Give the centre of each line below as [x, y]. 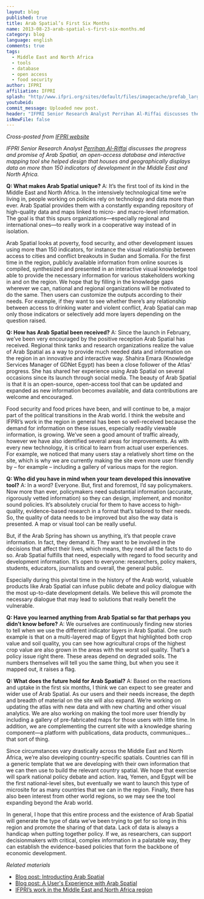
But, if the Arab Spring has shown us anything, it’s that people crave [91, 536]
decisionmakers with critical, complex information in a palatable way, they [99, 841]
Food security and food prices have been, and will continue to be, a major [98, 409]
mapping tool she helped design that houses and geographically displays [98, 161]
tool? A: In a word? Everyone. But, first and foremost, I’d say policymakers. [100, 485]
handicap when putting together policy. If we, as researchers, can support [99, 834]
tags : [13, 52]
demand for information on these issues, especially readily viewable [91, 428]
